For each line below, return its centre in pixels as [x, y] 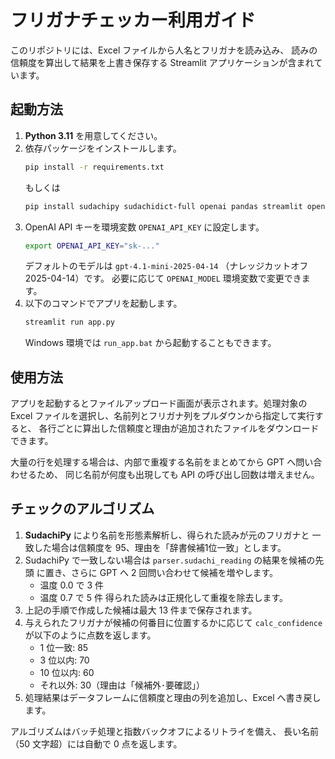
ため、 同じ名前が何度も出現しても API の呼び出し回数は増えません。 [178, 475]
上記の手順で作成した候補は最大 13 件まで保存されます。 [141, 610]
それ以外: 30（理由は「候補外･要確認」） [122, 685]
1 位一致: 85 [64, 647]
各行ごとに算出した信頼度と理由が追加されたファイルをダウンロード [179, 428]
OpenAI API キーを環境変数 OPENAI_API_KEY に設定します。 [144, 227]
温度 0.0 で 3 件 [71, 585]
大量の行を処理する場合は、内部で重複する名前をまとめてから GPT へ [153, 462]
